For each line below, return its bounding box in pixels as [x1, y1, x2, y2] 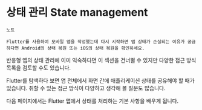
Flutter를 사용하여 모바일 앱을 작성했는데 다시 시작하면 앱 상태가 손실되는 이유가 [6, 39, 185, 45]
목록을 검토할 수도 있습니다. [6, 64, 71, 71]
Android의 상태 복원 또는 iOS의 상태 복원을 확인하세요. [21, 45, 145, 51]
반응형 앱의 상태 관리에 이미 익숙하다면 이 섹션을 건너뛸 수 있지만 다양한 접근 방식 [6, 56, 197, 63]
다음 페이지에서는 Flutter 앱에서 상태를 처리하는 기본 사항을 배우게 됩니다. [6, 97, 179, 105]
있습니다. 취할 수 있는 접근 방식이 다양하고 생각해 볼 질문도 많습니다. [6, 84, 166, 91]
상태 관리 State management [6, 5, 148, 19]
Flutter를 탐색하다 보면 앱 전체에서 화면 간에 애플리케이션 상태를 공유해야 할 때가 [6, 77, 195, 84]
